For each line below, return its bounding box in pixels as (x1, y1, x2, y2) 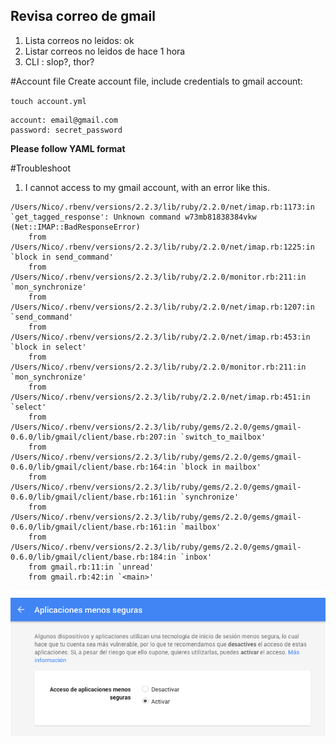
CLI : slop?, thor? (24, 55, 95, 68)
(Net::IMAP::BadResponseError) (10, 222, 141, 232)
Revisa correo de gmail (10, 8, 156, 25)
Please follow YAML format (10, 142, 126, 154)
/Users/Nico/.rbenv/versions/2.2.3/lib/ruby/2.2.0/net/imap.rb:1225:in (10, 242, 315, 252)
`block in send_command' (10, 252, 114, 262)
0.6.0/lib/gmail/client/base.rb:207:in (10, 432, 177, 442)
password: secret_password (10, 125, 123, 135)
